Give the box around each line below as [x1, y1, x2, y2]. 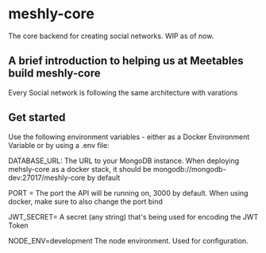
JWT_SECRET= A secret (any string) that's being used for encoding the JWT [8, 212, 259, 221]
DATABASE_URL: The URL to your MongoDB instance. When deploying [8, 156, 240, 165]
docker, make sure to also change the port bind [8, 197, 163, 206]
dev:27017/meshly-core [8, 173, 86, 182]
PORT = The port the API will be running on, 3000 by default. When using [8, 188, 249, 197]
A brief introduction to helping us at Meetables [8, 54, 244, 68]
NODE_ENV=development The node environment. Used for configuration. [8, 235, 249, 245]
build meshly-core [8, 67, 101, 80]
